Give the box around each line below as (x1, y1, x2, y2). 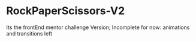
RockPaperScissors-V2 (6, 4, 125, 18)
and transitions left (6, 30, 53, 37)
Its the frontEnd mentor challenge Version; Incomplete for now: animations (6, 24, 190, 31)
